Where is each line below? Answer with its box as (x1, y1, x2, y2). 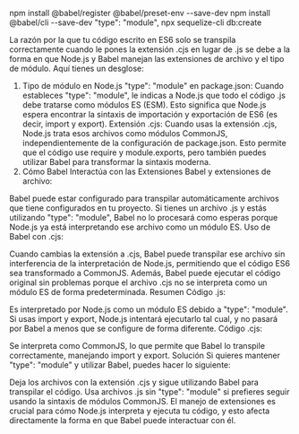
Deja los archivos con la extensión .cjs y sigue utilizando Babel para (9, 377, 260, 387)
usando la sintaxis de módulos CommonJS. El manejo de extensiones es (9, 396, 276, 406)
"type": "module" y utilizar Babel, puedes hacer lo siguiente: (9, 360, 231, 370)
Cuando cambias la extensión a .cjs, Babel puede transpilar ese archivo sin (9, 248, 286, 259)
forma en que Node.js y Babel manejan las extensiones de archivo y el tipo (9, 54, 285, 64)
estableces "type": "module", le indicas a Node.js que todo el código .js (21, 90, 286, 100)
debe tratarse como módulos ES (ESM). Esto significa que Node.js (21, 100, 267, 110)
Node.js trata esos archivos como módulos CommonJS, (21, 128, 228, 138)
